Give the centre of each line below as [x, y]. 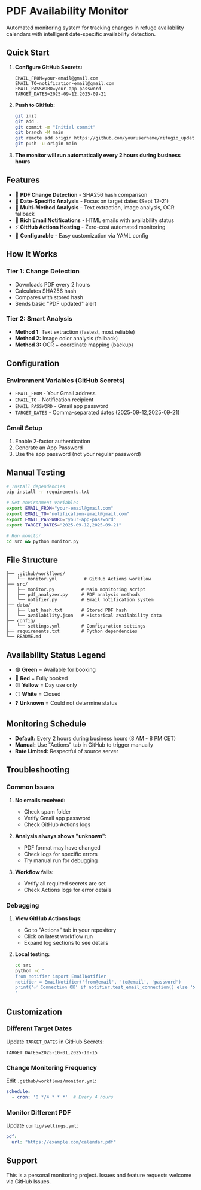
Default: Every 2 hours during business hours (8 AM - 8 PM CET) [95, 738]
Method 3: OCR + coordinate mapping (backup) [74, 345]
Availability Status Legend [56, 655]
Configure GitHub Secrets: [48, 67]
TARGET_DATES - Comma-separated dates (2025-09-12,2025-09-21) [97, 413]
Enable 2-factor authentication [53, 441]
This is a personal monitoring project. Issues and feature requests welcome [99, 1175]
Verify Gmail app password [57, 818]
